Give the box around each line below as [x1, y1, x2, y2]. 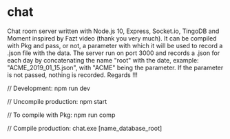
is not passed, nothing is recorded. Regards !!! [7, 70, 138, 79]
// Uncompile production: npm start [7, 97, 107, 105]
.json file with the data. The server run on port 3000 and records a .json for [7, 49, 220, 57]
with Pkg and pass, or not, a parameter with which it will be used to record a [7, 41, 223, 50]
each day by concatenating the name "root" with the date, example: [7, 56, 199, 64]
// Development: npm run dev [7, 84, 91, 92]
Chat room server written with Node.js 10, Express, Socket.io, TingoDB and [7, 27, 220, 35]
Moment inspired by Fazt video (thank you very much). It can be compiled [7, 34, 217, 42]
